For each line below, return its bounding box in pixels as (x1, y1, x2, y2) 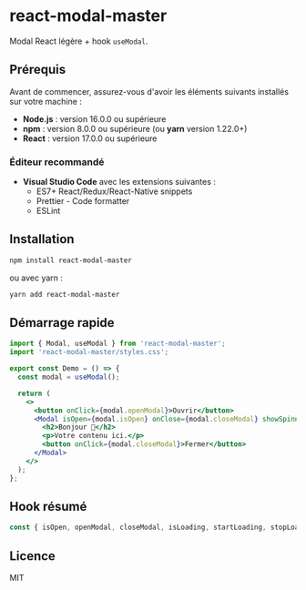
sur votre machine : (9, 96, 82, 107)
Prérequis (9, 62, 66, 77)
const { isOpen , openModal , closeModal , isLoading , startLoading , (9, 523, 267, 533)
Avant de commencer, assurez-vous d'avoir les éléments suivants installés (9, 86, 290, 97)
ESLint (36, 206, 61, 217)
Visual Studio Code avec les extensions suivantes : (22, 177, 217, 188)
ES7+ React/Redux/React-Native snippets (36, 186, 193, 197)
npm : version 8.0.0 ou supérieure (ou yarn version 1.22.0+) (22, 123, 248, 134)
